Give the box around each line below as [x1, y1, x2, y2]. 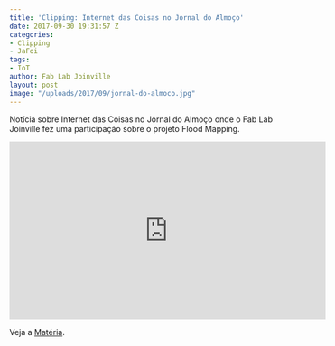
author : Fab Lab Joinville [9, 72, 111, 81]
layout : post [9, 80, 59, 89]
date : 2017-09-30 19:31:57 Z [9, 22, 119, 31]
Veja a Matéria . [9, 326, 65, 337]
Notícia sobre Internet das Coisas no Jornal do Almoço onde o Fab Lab [9, 114, 274, 125]
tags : [9, 55, 30, 64]
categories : [9, 30, 54, 39]
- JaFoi [9, 47, 39, 56]
